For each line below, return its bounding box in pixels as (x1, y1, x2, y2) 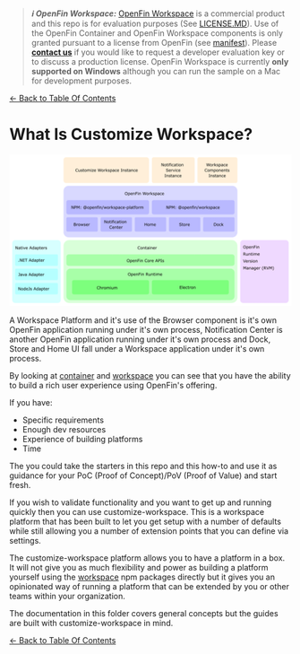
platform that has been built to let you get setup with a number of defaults (9, 516, 282, 527)
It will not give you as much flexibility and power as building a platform (9, 562, 269, 572)
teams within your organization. (9, 590, 125, 601)
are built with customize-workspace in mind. (9, 617, 174, 628)
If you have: (9, 397, 53, 407)
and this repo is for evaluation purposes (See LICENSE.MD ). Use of (30, 18, 279, 29)
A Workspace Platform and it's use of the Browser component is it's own (9, 314, 278, 326)
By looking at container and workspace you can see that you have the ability (9, 370, 291, 380)
